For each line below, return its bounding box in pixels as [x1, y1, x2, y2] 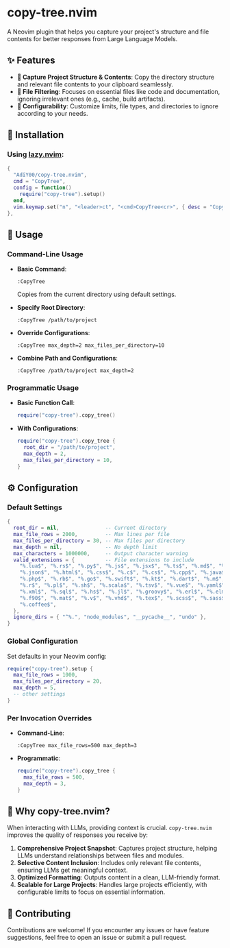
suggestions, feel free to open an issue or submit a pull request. [7, 934, 187, 942]
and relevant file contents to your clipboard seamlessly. [16, 80, 173, 88]
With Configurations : [16, 424, 79, 433]
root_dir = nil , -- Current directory [13, 524, 167, 532]
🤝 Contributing [7, 908, 71, 919]
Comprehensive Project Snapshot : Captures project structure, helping [16, 844, 218, 853]
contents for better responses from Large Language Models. [7, 34, 178, 42]
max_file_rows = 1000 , [13, 672, 78, 679]
